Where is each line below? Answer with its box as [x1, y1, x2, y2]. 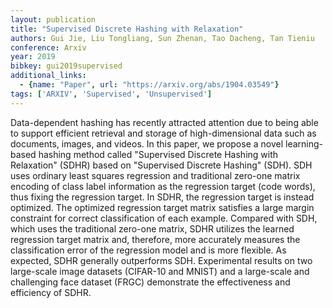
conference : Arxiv [10, 42, 87, 53]
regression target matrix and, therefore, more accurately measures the [10, 233, 301, 245]
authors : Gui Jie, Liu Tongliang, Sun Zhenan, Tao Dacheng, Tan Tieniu [10, 33, 315, 43]
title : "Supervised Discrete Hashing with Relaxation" [10, 24, 244, 34]
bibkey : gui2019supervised [10, 61, 123, 71]
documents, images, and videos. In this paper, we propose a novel [10, 137, 284, 150]
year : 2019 [10, 52, 56, 62]
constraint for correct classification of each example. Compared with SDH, [10, 212, 318, 224]
